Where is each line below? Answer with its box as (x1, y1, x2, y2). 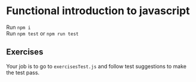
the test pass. (6, 69, 40, 76)
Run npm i (6, 24, 31, 31)
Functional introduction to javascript (6, 4, 190, 18)
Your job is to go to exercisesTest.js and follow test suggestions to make (6, 63, 186, 70)
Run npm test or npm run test (6, 29, 79, 37)
